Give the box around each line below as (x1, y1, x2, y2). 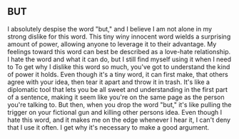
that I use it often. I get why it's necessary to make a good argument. (7, 123, 210, 131)
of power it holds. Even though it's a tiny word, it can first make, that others (7, 70, 228, 78)
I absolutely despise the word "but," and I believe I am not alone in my (7, 24, 213, 33)
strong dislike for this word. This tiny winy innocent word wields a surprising (7, 32, 231, 41)
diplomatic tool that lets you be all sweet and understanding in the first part (7, 85, 228, 93)
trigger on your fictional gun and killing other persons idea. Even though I (7, 108, 223, 116)
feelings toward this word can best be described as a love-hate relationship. (7, 47, 231, 56)
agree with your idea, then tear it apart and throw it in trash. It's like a (7, 78, 210, 86)
